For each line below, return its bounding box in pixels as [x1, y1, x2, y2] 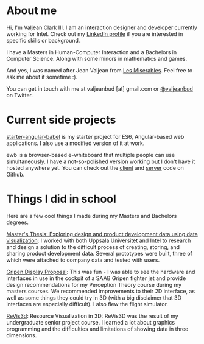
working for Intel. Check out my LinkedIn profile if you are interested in [6, 30, 183, 37]
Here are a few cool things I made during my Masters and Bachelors [6, 212, 177, 219]
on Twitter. [6, 91, 33, 99]
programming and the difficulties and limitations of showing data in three [6, 325, 189, 332]
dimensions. [6, 331, 37, 339]
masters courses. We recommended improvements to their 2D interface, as [6, 287, 195, 295]
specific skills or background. [6, 37, 80, 44]
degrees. [6, 219, 29, 226]
